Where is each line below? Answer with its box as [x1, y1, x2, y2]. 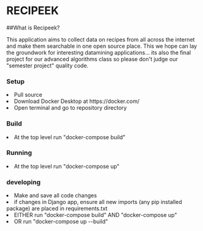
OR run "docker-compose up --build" [14, 218, 109, 225]
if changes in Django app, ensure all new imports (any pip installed [14, 199, 182, 206]
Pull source [14, 91, 43, 99]
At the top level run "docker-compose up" [14, 162, 120, 170]
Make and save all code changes [14, 192, 97, 199]
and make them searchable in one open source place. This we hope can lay [6, 42, 197, 50]
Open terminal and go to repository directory [14, 104, 127, 112]
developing [6, 178, 41, 186]
